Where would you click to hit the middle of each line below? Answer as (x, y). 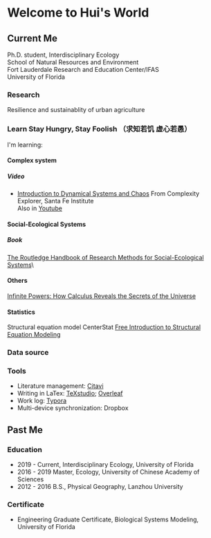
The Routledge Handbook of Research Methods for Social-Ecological (105, 257)
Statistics (21, 312)
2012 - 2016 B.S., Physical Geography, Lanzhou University (100, 487)
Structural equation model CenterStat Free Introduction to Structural (104, 327)
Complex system (32, 160)
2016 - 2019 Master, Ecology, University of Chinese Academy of (108, 472)
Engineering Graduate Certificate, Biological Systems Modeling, (108, 519)
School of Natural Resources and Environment (73, 62)
